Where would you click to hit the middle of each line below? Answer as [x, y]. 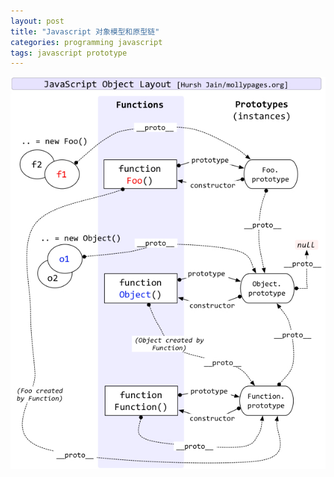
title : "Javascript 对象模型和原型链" [85, 31]
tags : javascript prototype [69, 53]
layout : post [37, 21]
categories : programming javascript [86, 42]
